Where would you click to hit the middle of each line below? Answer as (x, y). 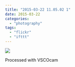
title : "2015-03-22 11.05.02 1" (38, 10)
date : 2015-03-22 (23, 14)
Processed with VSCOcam (32, 60)
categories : (17, 19)
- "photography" (26, 23)
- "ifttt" (19, 37)
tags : (10, 28)
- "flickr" (20, 32)
